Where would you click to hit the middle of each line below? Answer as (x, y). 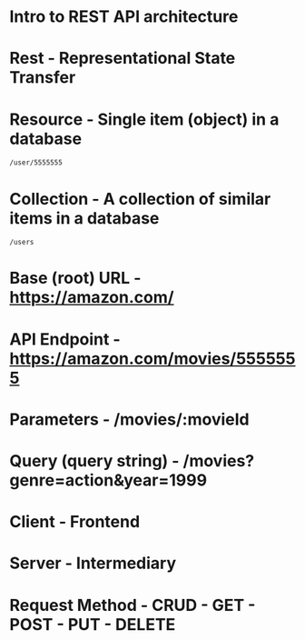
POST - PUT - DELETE (93, 624)
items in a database (84, 218)
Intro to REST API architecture (124, 17)
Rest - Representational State (123, 59)
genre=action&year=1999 (108, 480)
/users (22, 243)
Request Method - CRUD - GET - (133, 605)
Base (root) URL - (75, 278)
